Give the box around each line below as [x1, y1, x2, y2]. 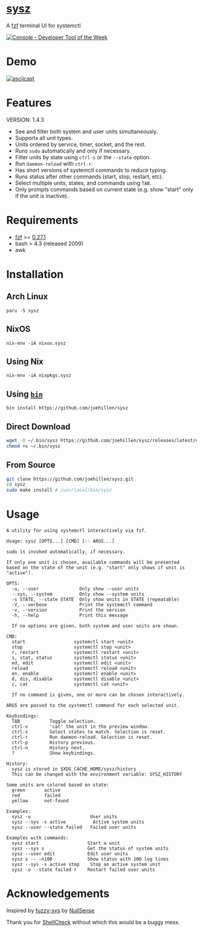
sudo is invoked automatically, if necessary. [6, 549, 126, 555]
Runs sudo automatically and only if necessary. [14, 147, 132, 154]
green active [11, 787, 61, 793]
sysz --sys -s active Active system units [11, 819, 145, 825]
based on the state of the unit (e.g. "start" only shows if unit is [6, 565, 185, 571]
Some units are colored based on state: [6, 782, 110, 788]
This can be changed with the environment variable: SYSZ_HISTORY [11, 772, 182, 778]
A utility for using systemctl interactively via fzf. [6, 527, 147, 534]
